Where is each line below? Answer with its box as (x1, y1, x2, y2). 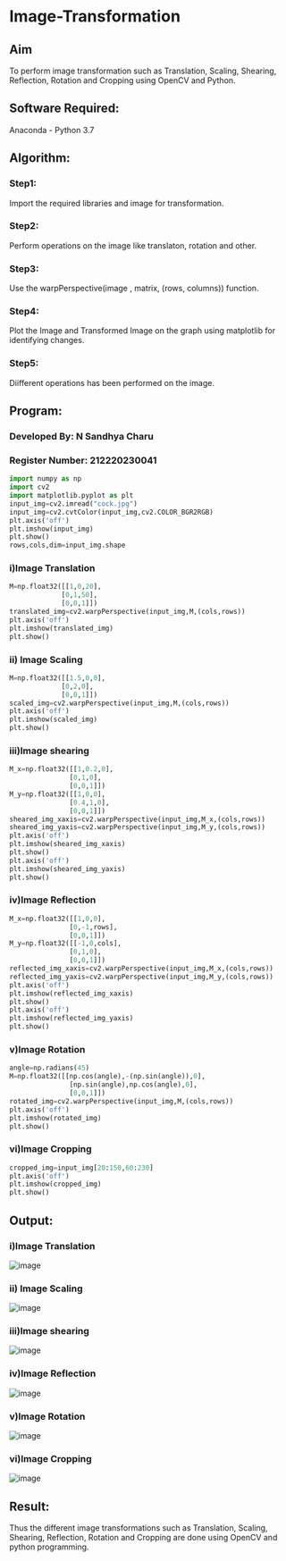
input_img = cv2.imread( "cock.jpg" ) (9, 499, 139, 508)
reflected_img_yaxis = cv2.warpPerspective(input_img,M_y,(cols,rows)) (9, 972, 274, 981)
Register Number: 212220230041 (9, 454, 157, 466)
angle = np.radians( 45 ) (9, 1063, 90, 1073)
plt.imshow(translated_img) (9, 624, 114, 633)
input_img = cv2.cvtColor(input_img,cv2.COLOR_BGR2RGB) (9, 508, 214, 516)
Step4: (9, 306, 40, 318)
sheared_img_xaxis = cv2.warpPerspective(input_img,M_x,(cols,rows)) (9, 815, 266, 824)
